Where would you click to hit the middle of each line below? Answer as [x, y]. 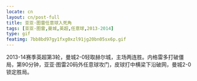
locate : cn [20, 12]
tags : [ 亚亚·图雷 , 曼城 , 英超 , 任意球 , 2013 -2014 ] [60, 28]
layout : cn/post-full [33, 17]
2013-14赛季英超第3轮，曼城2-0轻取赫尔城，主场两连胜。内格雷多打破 [93, 57]
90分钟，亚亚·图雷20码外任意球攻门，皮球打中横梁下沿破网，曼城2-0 [107, 64]
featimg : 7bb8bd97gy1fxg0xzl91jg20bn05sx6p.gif [66, 39]
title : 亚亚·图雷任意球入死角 [39, 23]
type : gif [18, 34]
